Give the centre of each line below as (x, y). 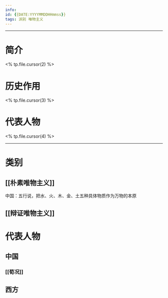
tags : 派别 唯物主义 (24, 19)
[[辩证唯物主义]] (30, 213)
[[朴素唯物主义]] (30, 183)
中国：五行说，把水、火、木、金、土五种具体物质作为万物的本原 (71, 196)
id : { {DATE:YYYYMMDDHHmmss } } (35, 15)
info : (11, 10)
